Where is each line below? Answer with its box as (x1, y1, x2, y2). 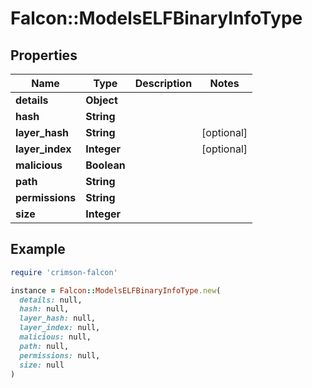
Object (85, 93, 118, 107)
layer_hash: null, (19, 313, 97, 324)
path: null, (19, 341, 70, 351)
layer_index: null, (19, 323, 101, 333)
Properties (10, 47, 78, 64)
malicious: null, (19, 332, 92, 342)
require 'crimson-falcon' (10, 267, 118, 277)
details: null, (19, 295, 83, 305)
